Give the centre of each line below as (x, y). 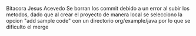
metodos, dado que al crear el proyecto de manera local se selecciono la (94, 15)
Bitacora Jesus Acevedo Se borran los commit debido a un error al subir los (98, 8)
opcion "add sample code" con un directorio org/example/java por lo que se (98, 21)
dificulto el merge (27, 27)
